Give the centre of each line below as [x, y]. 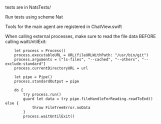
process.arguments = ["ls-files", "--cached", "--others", [77, 59]
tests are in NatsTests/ [28, 7]
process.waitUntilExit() [49, 116]
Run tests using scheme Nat [34, 17]
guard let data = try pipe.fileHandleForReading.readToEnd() [88, 99]
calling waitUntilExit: [26, 41]
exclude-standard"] [25, 64]
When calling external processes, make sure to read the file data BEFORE [80, 36]
